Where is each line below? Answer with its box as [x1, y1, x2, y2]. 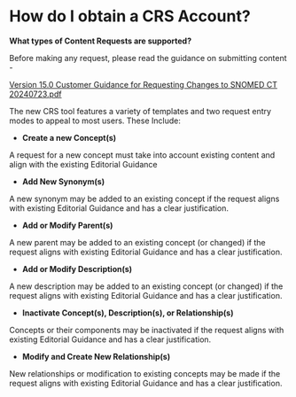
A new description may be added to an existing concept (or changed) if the [9, 281, 284, 292]
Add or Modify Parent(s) [21, 220, 113, 230]
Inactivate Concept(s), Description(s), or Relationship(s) [21, 307, 234, 318]
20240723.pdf [9, 89, 62, 99]
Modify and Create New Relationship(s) [21, 351, 171, 362]
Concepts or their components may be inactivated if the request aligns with [9, 324, 284, 335]
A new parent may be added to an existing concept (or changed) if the [9, 237, 266, 247]
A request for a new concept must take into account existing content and [9, 149, 276, 160]
